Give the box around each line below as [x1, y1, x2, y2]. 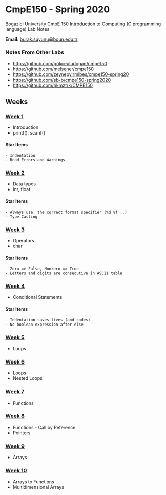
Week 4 [5, 282, 25, 290]
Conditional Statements [12, 294, 63, 300]
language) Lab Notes [5, 26, 50, 32]
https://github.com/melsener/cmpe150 [12, 66, 94, 72]
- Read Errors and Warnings [5, 158, 66, 163]
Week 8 [5, 412, 25, 420]
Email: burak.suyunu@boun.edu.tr [5, 36, 78, 42]
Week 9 [5, 443, 25, 450]
